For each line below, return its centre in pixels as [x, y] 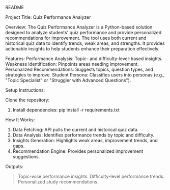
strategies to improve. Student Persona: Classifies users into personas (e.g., [85, 75]
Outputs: [15, 167]
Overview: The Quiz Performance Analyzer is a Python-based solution [79, 27]
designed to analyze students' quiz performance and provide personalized [83, 32]
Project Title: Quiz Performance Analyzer [48, 17]
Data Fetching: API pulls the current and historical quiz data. [76, 130]
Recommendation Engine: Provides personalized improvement [78, 151]
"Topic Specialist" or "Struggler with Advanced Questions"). [68, 80]
